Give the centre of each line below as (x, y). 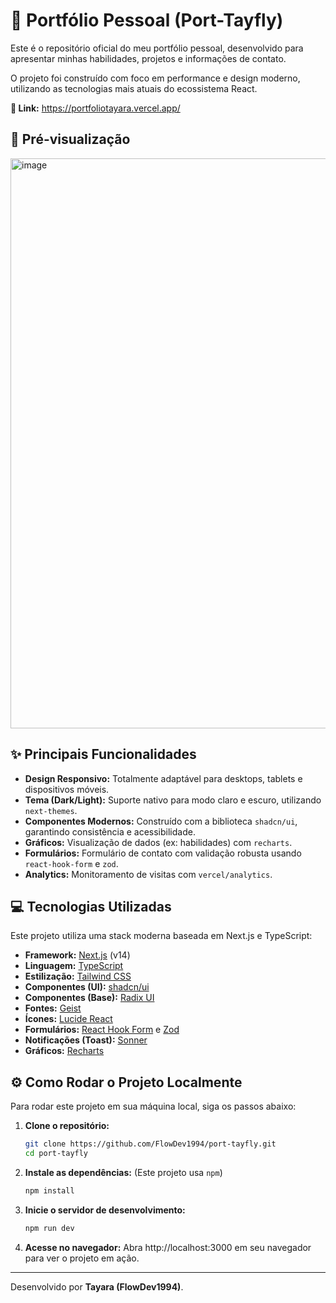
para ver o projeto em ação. (82, 1258)
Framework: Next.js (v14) (77, 955)
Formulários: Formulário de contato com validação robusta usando (163, 853)
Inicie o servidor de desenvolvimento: (105, 1210)
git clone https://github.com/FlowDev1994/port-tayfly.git (150, 1144)
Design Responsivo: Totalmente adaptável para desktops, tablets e (163, 778)
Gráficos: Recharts (64, 1051)
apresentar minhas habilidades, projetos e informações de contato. (148, 58)
